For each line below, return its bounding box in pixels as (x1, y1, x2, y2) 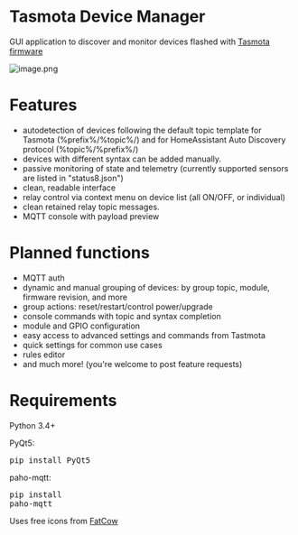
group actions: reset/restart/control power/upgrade (22, 300, 214, 312)
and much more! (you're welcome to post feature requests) (22, 358, 243, 369)
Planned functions (9, 243, 151, 263)
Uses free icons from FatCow (9, 515, 119, 526)
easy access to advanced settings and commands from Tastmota (22, 329, 266, 340)
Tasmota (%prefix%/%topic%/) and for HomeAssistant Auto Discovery (22, 134, 286, 145)
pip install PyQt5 (9, 455, 91, 466)
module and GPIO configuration (22, 320, 141, 331)
